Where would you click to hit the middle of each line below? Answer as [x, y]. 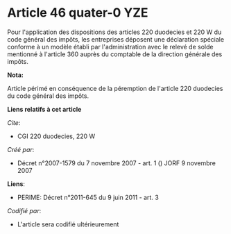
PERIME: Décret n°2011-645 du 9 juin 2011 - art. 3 [88, 197]
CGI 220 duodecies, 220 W [56, 136]
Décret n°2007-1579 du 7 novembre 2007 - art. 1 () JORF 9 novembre [117, 163]
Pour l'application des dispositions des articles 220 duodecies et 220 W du [114, 32]
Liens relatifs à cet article [44, 109]
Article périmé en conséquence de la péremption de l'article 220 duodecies [115, 88]
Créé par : [21, 149]
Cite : [14, 122]
